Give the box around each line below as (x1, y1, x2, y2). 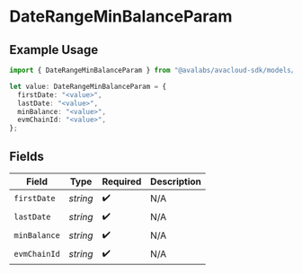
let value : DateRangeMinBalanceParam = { (9, 82, 167, 91)
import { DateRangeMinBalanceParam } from (9, 66, 171, 75)
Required (102, 175, 142, 188)
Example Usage (9, 42, 99, 57)
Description (149, 175, 202, 188)
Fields (9, 148, 45, 164)
